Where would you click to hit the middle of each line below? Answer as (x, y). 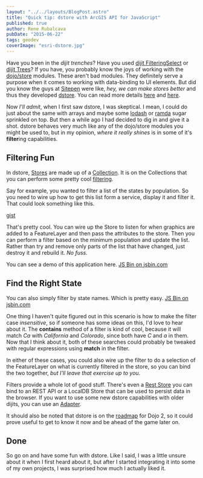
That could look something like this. (50, 203)
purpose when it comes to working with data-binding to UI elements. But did (101, 82)
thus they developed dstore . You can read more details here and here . (93, 95)
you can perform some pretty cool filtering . (60, 178)
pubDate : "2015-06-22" (35, 34)
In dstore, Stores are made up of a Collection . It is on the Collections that (97, 172)
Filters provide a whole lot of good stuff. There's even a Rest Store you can (99, 384)
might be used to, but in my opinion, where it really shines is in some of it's (99, 132)
